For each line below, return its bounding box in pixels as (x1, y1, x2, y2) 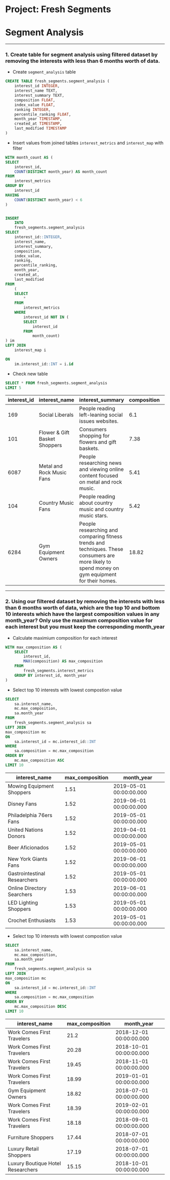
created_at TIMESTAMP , (14, 121, 62, 126)
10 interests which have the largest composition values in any (5, 611, 160, 618)
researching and (79, 527, 118, 534)
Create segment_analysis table (12, 69, 76, 75)
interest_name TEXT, (14, 88, 58, 93)
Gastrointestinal (8, 870, 46, 877)
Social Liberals (38, 412, 74, 419)
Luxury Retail (8, 1145, 39, 1152)
